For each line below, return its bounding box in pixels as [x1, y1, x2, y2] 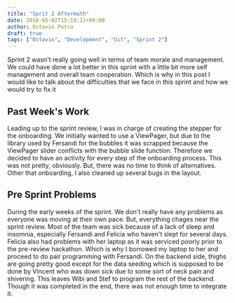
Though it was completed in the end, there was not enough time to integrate [7, 281, 227, 290]
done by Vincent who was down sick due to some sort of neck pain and [7, 267, 215, 275]
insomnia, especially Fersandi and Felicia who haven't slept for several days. [7, 230, 228, 238]
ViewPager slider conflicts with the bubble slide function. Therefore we [7, 146, 213, 155]
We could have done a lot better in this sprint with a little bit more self [7, 63, 208, 71]
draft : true [7, 29, 42, 37]
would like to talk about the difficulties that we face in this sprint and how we [7, 78, 229, 86]
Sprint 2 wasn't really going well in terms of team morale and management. [7, 55, 224, 64]
